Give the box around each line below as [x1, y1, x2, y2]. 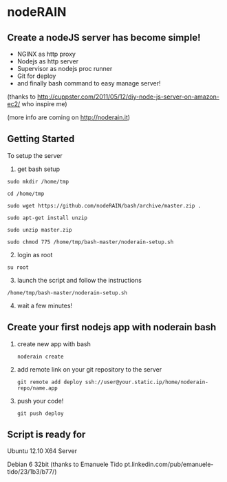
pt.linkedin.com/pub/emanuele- [124, 460, 214, 469]
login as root [17, 250, 53, 259]
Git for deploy [17, 72, 56, 80]
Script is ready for [7, 429, 86, 441]
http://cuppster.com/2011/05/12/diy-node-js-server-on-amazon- [36, 92, 220, 101]
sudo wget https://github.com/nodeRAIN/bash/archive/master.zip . [7, 202, 202, 209]
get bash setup [17, 165, 61, 173]
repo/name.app [17, 384, 58, 392]
